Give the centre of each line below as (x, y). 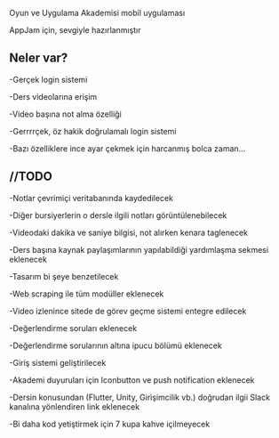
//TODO (31, 177)
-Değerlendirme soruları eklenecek (73, 328)
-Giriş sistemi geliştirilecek (58, 362)
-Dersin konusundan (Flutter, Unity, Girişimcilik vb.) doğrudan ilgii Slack (140, 397)
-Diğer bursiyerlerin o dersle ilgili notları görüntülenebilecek (118, 215)
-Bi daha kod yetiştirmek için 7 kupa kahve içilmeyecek (110, 424)
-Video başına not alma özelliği (65, 114)
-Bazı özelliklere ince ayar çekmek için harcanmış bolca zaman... (128, 148)
